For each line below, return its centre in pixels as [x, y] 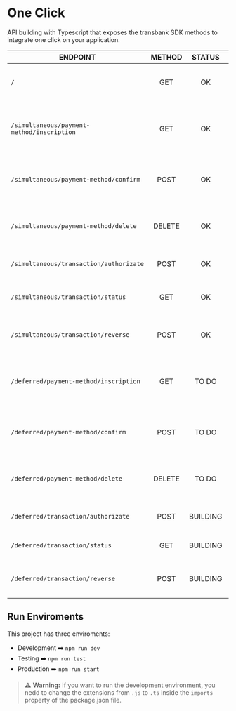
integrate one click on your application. [64, 39]
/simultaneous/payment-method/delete [74, 226]
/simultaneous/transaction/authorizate [77, 264]
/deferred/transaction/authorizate [70, 516]
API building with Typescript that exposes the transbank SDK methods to [112, 32]
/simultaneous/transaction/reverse [70, 334]
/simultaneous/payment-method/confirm [76, 179]
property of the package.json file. [73, 700]
